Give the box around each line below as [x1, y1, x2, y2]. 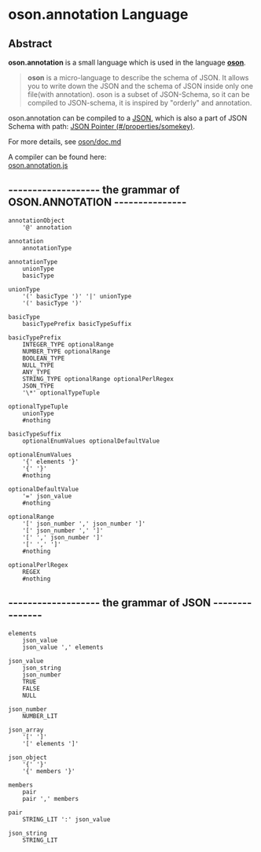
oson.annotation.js [8, 161, 68, 170]
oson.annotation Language [8, 6, 189, 24]
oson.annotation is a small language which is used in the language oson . [8, 57, 246, 67]
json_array [8, 726, 44, 734]
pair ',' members [22, 795, 79, 802]
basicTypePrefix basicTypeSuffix [22, 320, 132, 328]
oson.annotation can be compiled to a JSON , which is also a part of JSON [8, 113, 248, 123]
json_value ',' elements [22, 643, 104, 651]
